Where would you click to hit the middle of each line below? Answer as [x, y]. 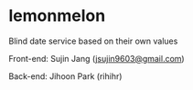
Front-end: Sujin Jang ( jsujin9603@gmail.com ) [96, 58]
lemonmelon [57, 16]
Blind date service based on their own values [93, 41]
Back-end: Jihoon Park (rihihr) [65, 76]
